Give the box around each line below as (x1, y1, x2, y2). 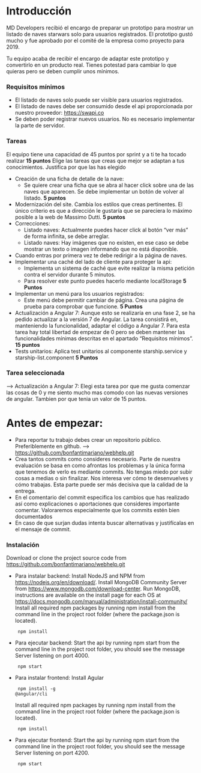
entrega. (14, 487, 36, 494)
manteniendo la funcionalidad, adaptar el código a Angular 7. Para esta (14, 322, 190, 329)
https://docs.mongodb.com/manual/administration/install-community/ (14, 598, 188, 605)
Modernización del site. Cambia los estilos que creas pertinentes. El (14, 200, 183, 208)
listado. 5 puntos (23, 194, 66, 201)
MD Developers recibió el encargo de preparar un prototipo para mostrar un (6, 24, 194, 31)
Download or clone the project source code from (6, 554, 127, 561)
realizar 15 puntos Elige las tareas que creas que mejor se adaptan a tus (6, 157, 185, 164)
